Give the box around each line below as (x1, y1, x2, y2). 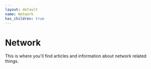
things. (5, 58, 19, 64)
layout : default (5, 7, 38, 12)
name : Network (5, 12, 34, 17)
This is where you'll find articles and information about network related (5, 53, 147, 59)
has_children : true (5, 16, 45, 21)
